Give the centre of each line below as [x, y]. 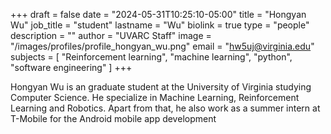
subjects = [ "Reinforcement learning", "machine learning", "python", [151, 57]
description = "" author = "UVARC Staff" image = [111, 35]
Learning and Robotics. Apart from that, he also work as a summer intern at [165, 108]
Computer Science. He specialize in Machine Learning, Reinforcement [155, 97]
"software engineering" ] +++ [71, 67]
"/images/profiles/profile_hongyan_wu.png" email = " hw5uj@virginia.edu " [162, 46]
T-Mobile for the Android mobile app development [113, 118]
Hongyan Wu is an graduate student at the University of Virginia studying [161, 87]
